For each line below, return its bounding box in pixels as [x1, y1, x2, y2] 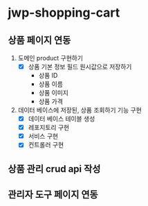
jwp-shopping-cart [8, 5, 120, 21]
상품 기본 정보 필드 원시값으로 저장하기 [28, 62, 132, 71]
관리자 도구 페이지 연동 [8, 189, 99, 200]
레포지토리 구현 [28, 123, 70, 132]
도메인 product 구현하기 [17, 54, 84, 62]
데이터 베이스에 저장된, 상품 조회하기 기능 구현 [17, 106, 142, 114]
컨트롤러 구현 [28, 141, 64, 149]
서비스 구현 [28, 132, 58, 140]
